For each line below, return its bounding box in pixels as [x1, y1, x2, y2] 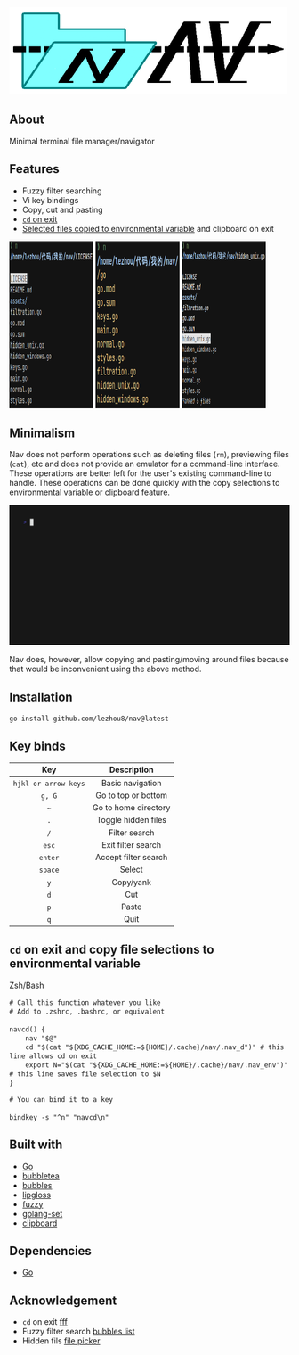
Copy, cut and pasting [21, 204, 104, 215]
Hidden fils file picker [21, 1335, 101, 1346]
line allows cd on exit [9, 1051, 98, 1061]
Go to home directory [92, 802, 171, 813]
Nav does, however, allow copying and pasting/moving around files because [9, 654, 289, 665]
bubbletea [21, 1170, 60, 1181]
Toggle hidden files [96, 815, 167, 825]
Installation [9, 689, 73, 704]
